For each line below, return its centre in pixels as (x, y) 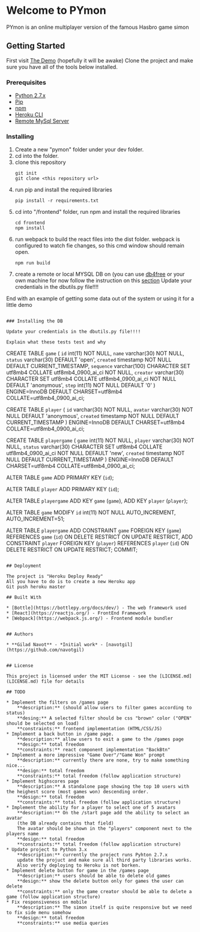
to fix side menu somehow (38, 913)
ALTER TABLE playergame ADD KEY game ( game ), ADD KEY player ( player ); (97, 501)
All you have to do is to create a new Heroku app (71, 582)
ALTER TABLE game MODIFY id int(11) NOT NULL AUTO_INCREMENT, (91, 513)
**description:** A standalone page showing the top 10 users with (103, 787)
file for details (63, 682)
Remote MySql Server (42, 121)
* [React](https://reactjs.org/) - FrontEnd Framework (76, 613)
